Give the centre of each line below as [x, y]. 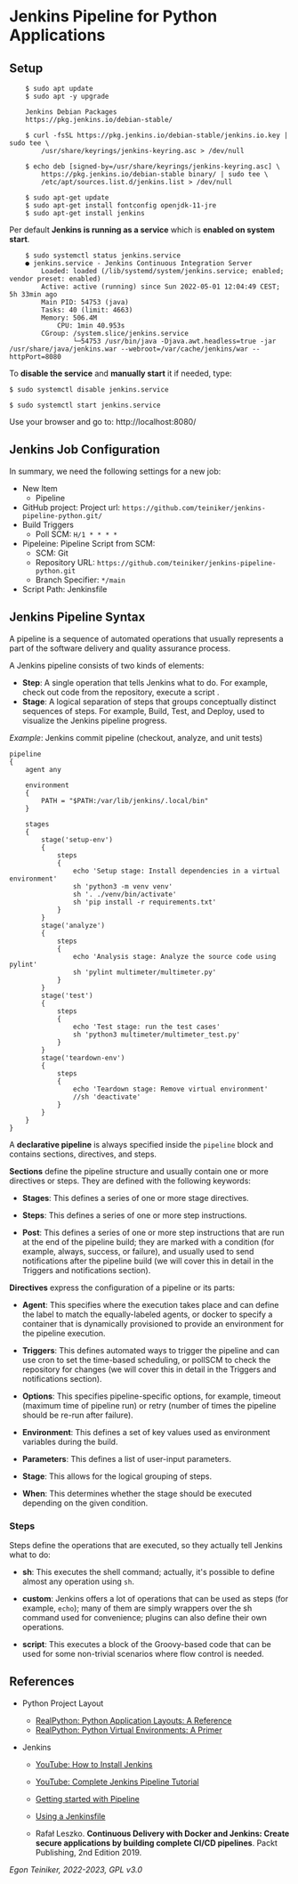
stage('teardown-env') [83, 1058]
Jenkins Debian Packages [71, 112]
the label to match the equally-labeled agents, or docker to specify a [147, 1314]
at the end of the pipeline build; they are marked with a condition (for [148, 1242]
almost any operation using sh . [78, 1581]
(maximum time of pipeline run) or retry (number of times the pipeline [149, 1405]
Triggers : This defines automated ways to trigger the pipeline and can [151, 1350]
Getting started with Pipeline [87, 1799]
